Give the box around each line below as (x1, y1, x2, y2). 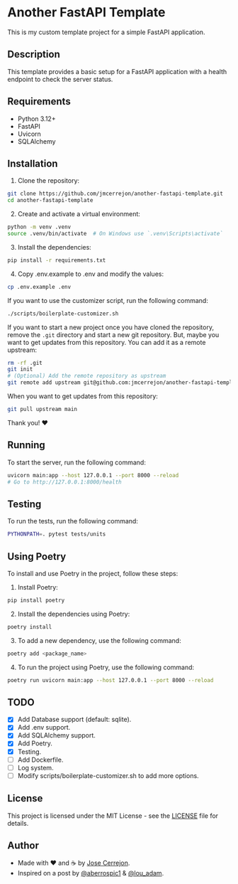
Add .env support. (17, 723, 71, 732)
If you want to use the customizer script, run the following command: (7, 296, 209, 304)
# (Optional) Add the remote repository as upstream (7, 373, 166, 380)
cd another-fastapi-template (7, 197, 93, 204)
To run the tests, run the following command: (7, 517, 138, 526)
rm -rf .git (7, 359, 42, 366)
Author (7, 839, 39, 851)
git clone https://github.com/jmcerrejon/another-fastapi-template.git (7, 190, 223, 198)
